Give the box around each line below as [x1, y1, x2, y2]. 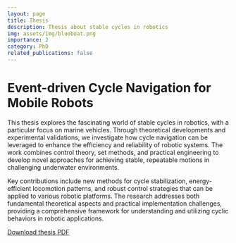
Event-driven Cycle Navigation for [7, 80, 211, 96]
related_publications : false [7, 50, 93, 57]
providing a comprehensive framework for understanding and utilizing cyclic [7, 206, 229, 215]
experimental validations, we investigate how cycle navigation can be [7, 133, 209, 142]
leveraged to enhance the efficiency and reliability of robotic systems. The [7, 140, 223, 149]
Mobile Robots [7, 95, 94, 111]
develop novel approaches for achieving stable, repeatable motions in [7, 156, 210, 164]
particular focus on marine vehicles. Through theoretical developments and [7, 125, 226, 134]
